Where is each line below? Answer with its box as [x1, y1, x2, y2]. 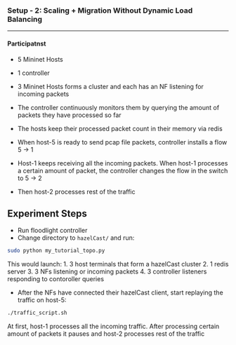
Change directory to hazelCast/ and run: [17, 234, 135, 242]
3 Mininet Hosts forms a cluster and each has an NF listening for [17, 82, 204, 90]
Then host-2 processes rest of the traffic [17, 187, 136, 196]
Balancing [7, 14, 43, 24]
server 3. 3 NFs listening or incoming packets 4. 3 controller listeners [7, 267, 207, 276]
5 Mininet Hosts [17, 55, 63, 63]
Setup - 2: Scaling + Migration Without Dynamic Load [7, 6, 193, 15]
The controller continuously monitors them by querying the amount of [17, 103, 220, 111]
